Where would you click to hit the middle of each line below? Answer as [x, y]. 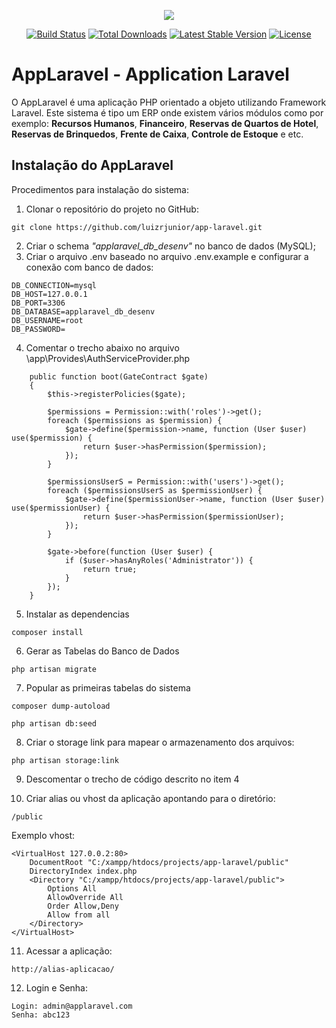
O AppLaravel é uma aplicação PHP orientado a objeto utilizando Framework [169, 102]
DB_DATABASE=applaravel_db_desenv [83, 311]
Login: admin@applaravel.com [72, 1006]
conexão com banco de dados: [89, 267]
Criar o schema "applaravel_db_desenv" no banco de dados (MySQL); [170, 246]
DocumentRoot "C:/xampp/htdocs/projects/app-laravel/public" [159, 862]
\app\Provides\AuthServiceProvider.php [108, 358]
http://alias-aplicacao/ [63, 969]
